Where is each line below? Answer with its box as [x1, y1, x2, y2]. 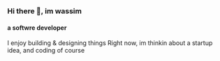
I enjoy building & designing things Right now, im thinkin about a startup [7, 39, 213, 47]
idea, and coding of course [7, 46, 85, 55]
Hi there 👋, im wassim [7, 6, 82, 16]
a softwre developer [7, 24, 67, 32]
